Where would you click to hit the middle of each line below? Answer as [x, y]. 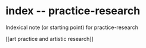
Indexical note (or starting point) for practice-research [72, 27]
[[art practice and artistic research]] [49, 39]
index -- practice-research [73, 11]
